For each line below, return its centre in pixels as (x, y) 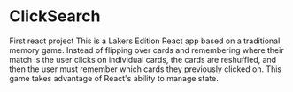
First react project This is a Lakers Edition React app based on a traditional (145, 41)
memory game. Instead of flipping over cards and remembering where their (147, 50)
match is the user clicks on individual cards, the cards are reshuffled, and (143, 59)
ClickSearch (55, 16)
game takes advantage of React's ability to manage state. (114, 78)
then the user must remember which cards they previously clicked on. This (145, 69)
